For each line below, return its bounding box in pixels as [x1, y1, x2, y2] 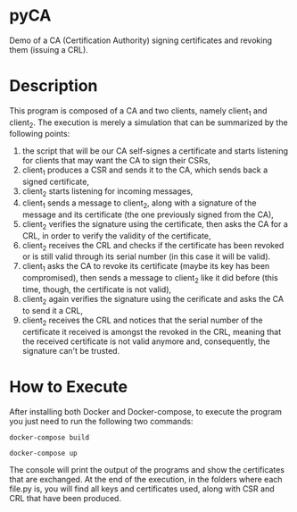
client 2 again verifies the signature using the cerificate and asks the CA [21, 294, 284, 306]
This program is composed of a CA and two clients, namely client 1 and [9, 105, 268, 118]
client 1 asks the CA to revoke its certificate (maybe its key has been [21, 261, 270, 273]
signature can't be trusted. [21, 345, 120, 356]
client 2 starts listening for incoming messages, [21, 186, 194, 199]
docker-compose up [9, 449, 78, 457]
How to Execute [9, 376, 128, 397]
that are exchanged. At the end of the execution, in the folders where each [9, 474, 283, 484]
